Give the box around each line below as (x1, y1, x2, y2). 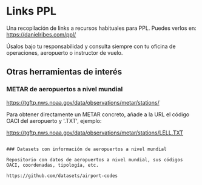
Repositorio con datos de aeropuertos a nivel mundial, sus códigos (6, 156, 183, 162)
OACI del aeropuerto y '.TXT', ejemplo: (6, 117, 102, 124)
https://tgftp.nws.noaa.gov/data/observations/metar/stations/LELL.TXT (6, 129, 184, 136)
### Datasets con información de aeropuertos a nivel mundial (6, 146, 167, 152)
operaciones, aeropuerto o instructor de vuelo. (6, 49, 123, 56)
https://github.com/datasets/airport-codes (6, 172, 118, 179)
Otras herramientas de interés (6, 67, 123, 77)
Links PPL (6, 4, 56, 18)
